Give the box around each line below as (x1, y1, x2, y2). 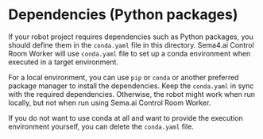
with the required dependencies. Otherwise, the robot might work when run (8, 89, 256, 98)
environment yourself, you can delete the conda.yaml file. (8, 122, 195, 131)
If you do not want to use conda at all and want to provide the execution (8, 113, 244, 122)
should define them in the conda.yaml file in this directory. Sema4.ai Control (8, 40, 254, 49)
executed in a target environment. (8, 57, 119, 67)
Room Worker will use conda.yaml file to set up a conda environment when (8, 48, 251, 58)
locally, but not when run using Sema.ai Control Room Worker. (8, 98, 211, 107)
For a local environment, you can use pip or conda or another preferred (8, 72, 239, 82)
